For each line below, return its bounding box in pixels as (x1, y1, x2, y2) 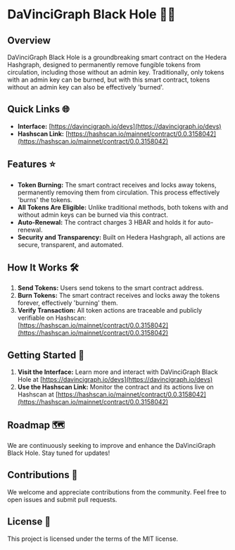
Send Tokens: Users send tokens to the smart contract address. (17, 284, 204, 292)
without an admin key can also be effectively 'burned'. (7, 83, 164, 91)
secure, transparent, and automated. (17, 240, 124, 249)
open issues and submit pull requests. (7, 495, 118, 504)
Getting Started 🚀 (7, 349, 85, 361)
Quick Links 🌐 (7, 104, 70, 115)
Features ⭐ (7, 158, 56, 170)
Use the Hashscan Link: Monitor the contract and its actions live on (17, 383, 215, 392)
